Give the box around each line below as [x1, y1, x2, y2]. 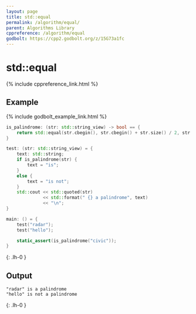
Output [6, 271, 32, 281]
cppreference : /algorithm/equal [6, 30, 85, 36]
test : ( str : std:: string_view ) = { [6, 146, 93, 152]
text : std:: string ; [16, 151, 65, 157]
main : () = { [6, 216, 38, 222]
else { [16, 173, 33, 179]
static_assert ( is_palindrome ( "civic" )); [16, 238, 117, 244]
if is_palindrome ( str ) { [16, 156, 77, 163]
